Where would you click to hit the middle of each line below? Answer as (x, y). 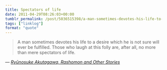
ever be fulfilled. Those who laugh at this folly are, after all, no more (86, 47)
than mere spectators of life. (46, 53)
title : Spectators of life (33, 10)
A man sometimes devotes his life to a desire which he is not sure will (88, 42)
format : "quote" (22, 28)
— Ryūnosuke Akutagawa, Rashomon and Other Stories (63, 62)
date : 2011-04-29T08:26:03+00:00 (40, 14)
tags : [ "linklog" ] (24, 23)
